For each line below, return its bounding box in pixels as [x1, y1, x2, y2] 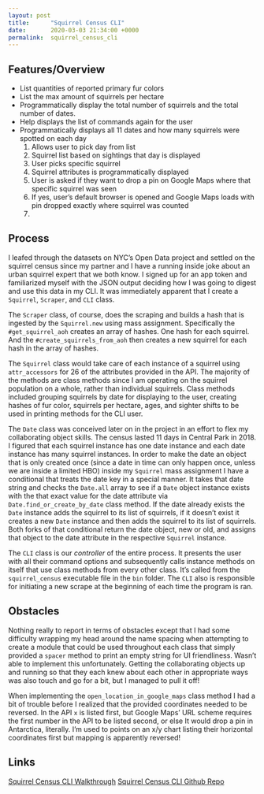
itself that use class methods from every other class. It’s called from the [8, 565, 240, 574]
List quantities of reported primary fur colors [19, 83, 165, 93]
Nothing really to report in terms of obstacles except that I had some [8, 625, 230, 635]
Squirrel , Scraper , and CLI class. [8, 295, 115, 304]
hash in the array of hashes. [8, 343, 99, 353]
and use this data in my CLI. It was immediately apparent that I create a [8, 286, 239, 295]
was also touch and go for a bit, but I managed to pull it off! [8, 675, 200, 685]
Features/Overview [8, 62, 105, 76]
